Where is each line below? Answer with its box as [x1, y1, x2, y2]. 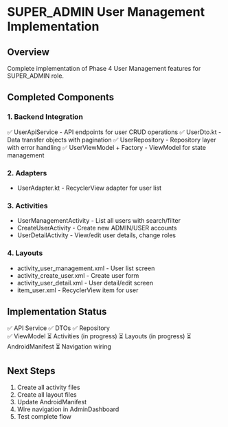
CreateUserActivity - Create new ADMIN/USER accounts [16, 224, 177, 232]
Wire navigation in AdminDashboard [16, 405, 119, 413]
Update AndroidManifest [16, 398, 87, 406]
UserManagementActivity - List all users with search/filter [16, 217, 181, 225]
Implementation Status [7, 305, 107, 317]
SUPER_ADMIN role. [7, 72, 64, 80]
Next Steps [7, 365, 56, 377]
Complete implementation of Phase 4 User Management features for [7, 65, 201, 72]
